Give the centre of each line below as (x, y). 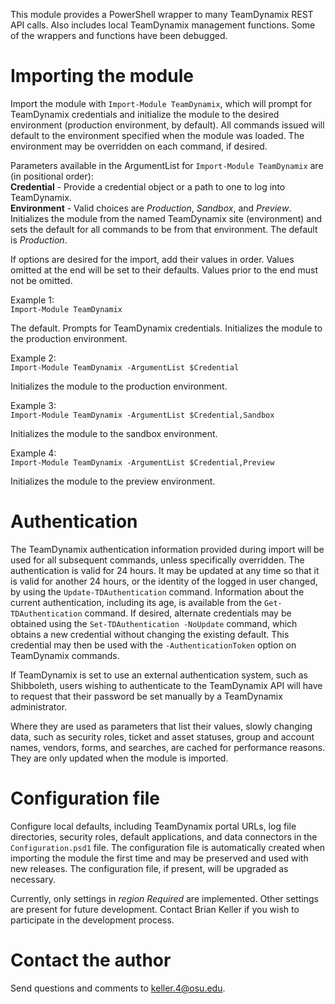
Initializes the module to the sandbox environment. (114, 433)
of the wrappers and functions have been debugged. (119, 35)
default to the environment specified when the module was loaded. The (157, 135)
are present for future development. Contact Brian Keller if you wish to (155, 909)
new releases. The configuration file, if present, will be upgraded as (149, 868)
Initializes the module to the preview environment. (113, 481)
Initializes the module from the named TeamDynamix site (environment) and (166, 218)
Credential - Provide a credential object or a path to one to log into (148, 186)
